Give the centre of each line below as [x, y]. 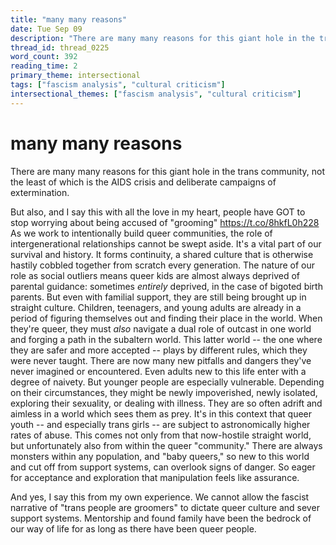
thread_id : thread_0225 [60, 47]
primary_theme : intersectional [75, 76]
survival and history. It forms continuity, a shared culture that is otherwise [162, 254]
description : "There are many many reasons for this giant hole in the [162, 38]
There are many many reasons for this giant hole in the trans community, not [167, 171]
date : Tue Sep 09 [46, 29]
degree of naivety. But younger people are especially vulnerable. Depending [167, 382]
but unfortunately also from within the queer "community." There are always [166, 445]
